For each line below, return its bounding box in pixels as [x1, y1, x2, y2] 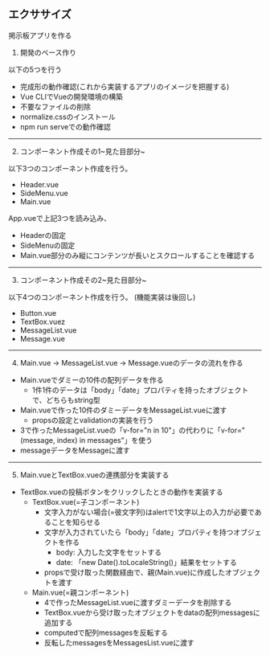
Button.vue [19, 308, 57, 317]
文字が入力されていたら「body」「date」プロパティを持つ [43, 527, 234, 537]
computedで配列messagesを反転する [43, 628, 169, 637]
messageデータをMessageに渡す [19, 445, 130, 455]
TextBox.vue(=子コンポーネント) [31, 497, 140, 506]
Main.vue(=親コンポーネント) [31, 587, 129, 597]
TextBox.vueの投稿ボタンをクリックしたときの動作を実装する [19, 487, 223, 497]
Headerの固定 [19, 230, 67, 239]
